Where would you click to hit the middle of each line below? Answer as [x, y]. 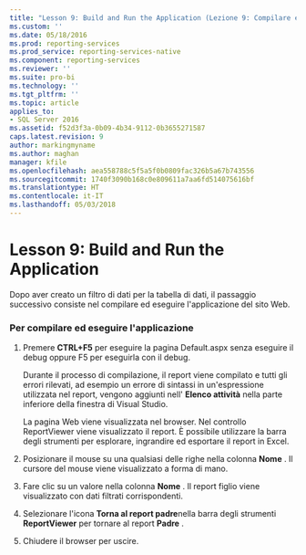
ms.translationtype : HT [55, 188]
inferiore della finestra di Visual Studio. [95, 404]
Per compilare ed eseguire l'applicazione [102, 328]
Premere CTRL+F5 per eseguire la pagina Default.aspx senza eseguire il [158, 348]
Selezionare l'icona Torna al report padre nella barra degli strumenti [149, 514]
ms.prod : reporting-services [65, 43]
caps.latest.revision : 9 [56, 137]
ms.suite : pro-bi [42, 78]
